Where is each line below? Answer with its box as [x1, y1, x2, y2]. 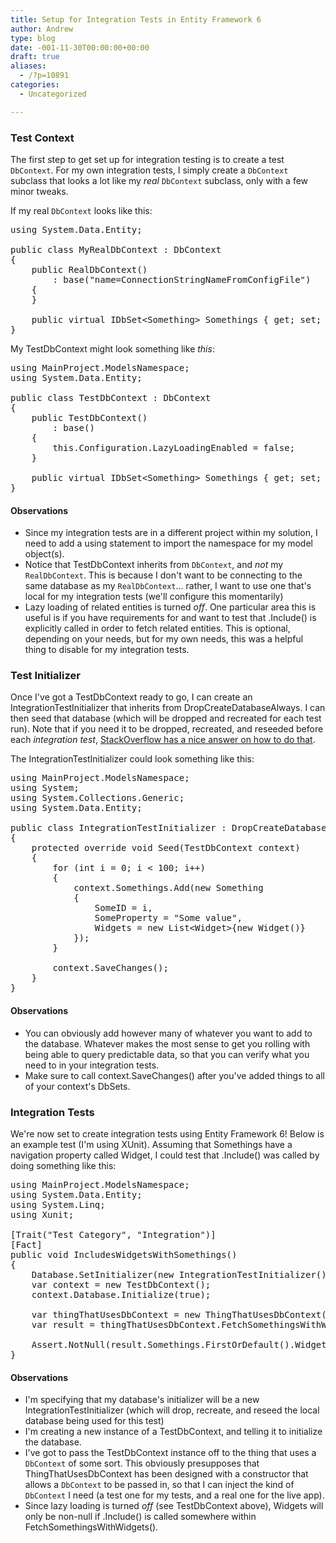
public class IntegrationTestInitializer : [10, 822, 227, 834]
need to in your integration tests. [24, 1059, 160, 1071]
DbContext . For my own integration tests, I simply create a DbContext [10, 164, 289, 176]
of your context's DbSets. [24, 1080, 131, 1092]
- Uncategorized [19, 89, 87, 99]
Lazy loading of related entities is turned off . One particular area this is [24, 601, 317, 613]
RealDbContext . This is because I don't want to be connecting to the [24, 569, 303, 581]
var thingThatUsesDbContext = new [31, 1309, 201, 1320]
